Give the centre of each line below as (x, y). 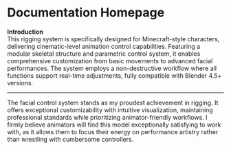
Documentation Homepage (86, 13)
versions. (20, 83)
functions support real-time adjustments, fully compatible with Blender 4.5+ (114, 75)
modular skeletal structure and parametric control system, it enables (104, 54)
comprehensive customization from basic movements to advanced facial (110, 61)
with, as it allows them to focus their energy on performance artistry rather (113, 131)
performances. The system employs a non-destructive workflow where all (112, 68)
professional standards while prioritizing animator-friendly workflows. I (107, 117)
